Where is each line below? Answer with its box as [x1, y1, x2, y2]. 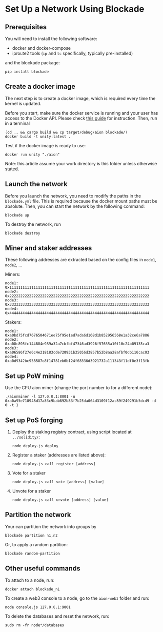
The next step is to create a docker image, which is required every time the [5, 95, 156, 101]
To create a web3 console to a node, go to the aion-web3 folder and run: [5, 595, 150, 601]
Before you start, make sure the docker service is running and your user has [5, 110, 158, 116]
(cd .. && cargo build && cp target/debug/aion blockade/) [5, 130, 128, 135]
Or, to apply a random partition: [5, 541, 68, 547]
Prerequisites [5, 23, 47, 31]
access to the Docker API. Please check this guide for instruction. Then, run [5, 115, 158, 121]
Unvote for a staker [12, 488, 51, 494]
